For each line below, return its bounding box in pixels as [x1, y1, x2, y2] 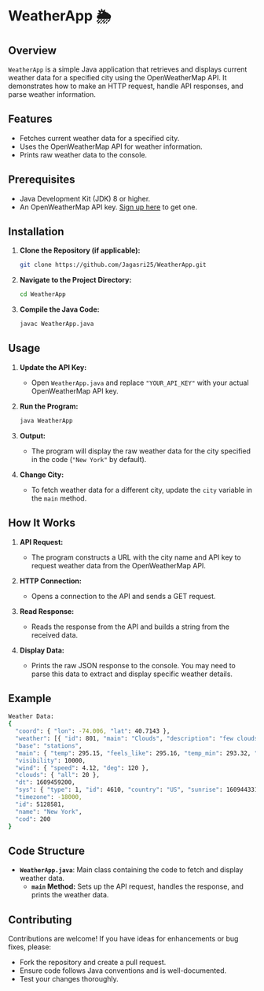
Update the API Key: [19, 362, 87, 372]
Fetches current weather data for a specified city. [19, 133, 180, 142]
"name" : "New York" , [15, 808, 82, 815]
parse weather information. [8, 90, 97, 99]
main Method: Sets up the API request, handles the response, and [31, 882, 244, 891]
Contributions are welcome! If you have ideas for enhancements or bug [8, 934, 239, 943]
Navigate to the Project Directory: [19, 275, 132, 285]
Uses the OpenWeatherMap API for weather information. [19, 142, 203, 151]
